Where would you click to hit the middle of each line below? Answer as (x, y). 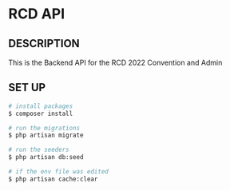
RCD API (37, 14)
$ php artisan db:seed (46, 157)
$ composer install (41, 113)
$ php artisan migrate (46, 135)
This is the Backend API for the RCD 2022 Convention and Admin (115, 62)
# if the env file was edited (59, 172)
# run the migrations (44, 128)
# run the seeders (39, 150)
